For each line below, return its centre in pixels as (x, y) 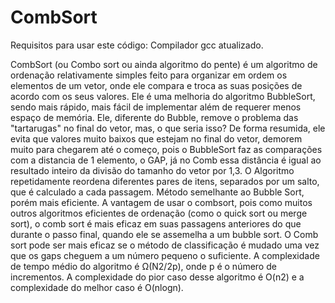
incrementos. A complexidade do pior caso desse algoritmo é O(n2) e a (157, 277)
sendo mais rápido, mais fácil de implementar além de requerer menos (156, 107)
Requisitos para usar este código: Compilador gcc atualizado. (137, 45)
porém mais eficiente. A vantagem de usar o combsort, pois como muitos (161, 202)
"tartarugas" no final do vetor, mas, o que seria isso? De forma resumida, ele (168, 128)
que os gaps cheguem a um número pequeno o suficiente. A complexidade (165, 255)
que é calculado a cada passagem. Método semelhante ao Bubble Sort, (157, 192)
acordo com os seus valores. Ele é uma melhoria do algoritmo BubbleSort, (163, 96)
